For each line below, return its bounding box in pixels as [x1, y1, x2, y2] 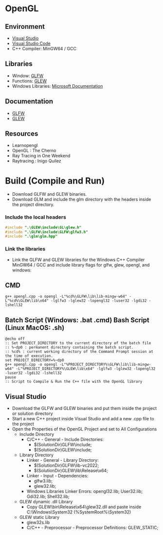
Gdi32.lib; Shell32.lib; [26, 494, 70, 499]
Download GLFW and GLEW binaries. [12, 191, 87, 197]
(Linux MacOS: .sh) [5, 323, 65, 332]
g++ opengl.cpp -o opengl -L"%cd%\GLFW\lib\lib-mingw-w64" [5, 294, 127, 299]
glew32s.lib [26, 519, 50, 525]
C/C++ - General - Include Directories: [26, 436, 104, 442]
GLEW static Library [19, 514, 60, 520]
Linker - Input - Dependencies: [26, 473, 89, 479]
